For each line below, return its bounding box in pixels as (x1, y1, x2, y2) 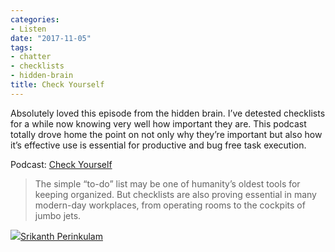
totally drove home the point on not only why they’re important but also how (10, 128, 323, 140)
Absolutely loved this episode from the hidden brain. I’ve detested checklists (10, 107, 326, 119)
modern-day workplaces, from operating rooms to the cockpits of (34, 199, 306, 211)
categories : (10, 14, 60, 25)
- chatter (10, 52, 52, 62)
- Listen (10, 24, 47, 34)
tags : (10, 42, 33, 53)
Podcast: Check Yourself (10, 158, 113, 170)
